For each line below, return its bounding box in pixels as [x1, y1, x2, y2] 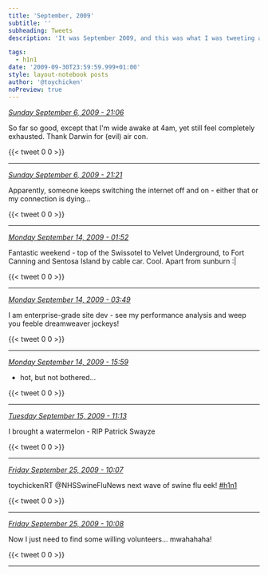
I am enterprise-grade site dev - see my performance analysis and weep [8, 310, 247, 319]
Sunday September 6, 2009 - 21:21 [8, 169, 123, 180]
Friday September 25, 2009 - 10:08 [8, 518, 124, 528]
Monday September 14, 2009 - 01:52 [8, 232, 129, 242]
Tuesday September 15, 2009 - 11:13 [8, 410, 128, 420]
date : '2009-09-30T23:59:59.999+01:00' [8, 63, 141, 72]
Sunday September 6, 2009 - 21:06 [8, 107, 124, 117]
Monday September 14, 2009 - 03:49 [8, 295, 131, 304]
